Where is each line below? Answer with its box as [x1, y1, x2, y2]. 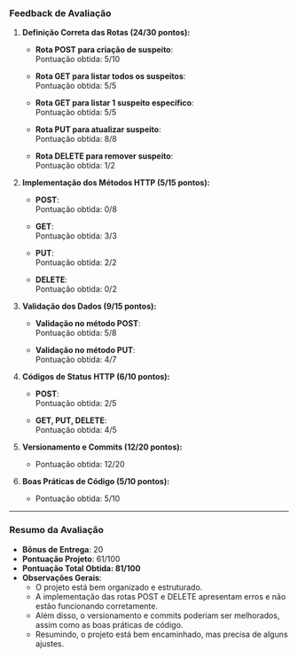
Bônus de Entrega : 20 [21, 544, 104, 554]
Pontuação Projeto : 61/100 [21, 553, 121, 564]
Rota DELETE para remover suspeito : [35, 151, 174, 161]
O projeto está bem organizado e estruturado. [35, 582, 203, 592]
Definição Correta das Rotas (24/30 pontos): [21, 27, 191, 38]
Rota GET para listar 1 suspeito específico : [35, 98, 194, 108]
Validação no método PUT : [35, 345, 136, 356]
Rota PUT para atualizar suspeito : [35, 124, 161, 135]
